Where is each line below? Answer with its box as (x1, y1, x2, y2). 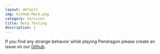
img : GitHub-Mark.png (5, 12, 49, 17)
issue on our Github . (5, 44, 46, 50)
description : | (5, 25, 36, 30)
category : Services (5, 16, 45, 21)
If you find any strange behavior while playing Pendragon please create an (5, 38, 155, 44)
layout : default (5, 7, 38, 12)
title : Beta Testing (5, 20, 47, 26)
